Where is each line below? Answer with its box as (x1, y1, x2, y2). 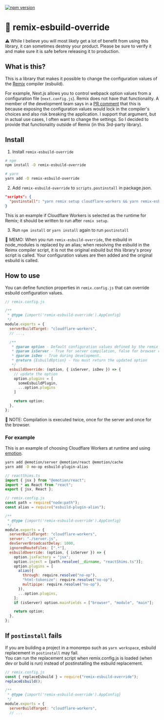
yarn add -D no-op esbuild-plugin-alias (5, 464, 89, 469)
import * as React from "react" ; (5, 482, 73, 487)
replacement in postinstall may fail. (5, 649, 79, 656)
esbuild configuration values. (5, 289, 63, 296)
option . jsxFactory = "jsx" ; (14, 554, 71, 559)
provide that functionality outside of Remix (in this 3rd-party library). (5, 121, 143, 127)
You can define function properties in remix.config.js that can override (5, 285, 150, 290)
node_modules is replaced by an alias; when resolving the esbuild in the (5, 241, 150, 247)
